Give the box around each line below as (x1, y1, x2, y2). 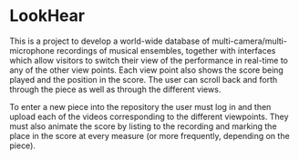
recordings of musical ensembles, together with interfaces (56, 45, 276, 55)
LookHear (9, 5, 85, 26)
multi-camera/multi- (211, 35, 287, 46)
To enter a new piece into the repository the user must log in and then (9, 101, 272, 112)
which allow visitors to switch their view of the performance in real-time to (9, 55, 289, 65)
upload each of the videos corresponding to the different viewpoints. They (9, 111, 289, 122)
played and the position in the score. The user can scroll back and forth (9, 74, 278, 85)
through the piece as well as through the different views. (9, 84, 222, 95)
